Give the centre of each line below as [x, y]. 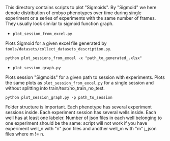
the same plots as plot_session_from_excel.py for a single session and [80, 83]
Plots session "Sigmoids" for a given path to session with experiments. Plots [85, 77]
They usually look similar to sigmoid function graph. [59, 23]
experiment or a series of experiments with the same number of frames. [81, 18]
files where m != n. [25, 134]
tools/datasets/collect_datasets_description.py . [59, 49]
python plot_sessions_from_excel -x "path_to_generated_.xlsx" [74, 58]
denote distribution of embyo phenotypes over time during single [73, 13]
